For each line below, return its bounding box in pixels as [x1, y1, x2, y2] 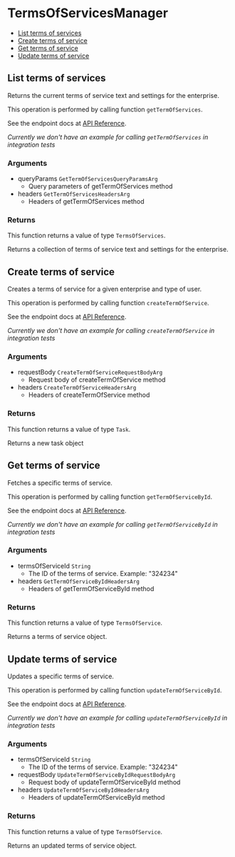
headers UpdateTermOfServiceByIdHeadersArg [17, 786, 150, 794]
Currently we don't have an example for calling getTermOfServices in [7, 132, 209, 141]
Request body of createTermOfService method [28, 375, 166, 384]
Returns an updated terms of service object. [7, 841, 137, 850]
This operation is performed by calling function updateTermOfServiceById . [7, 685, 222, 694]
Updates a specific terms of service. [7, 672, 114, 680]
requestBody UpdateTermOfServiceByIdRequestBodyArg [17, 771, 176, 779]
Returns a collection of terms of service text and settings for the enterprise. [7, 245, 229, 254]
